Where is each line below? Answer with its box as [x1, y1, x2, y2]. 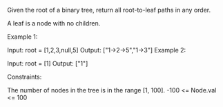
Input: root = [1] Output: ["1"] [7, 59, 88, 68]
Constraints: [7, 72, 42, 81]
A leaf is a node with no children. [7, 19, 101, 27]
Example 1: [7, 32, 38, 41]
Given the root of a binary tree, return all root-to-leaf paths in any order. [7, 6, 211, 14]
